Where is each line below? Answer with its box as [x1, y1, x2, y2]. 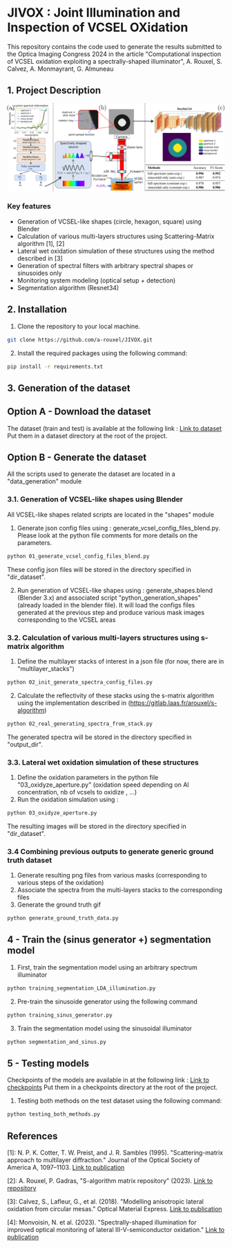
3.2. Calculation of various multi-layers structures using [7, 632, 200, 642]
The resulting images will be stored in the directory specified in [7, 822, 186, 830]
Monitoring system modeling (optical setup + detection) [17, 276, 176, 285]
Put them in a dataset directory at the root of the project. [7, 431, 168, 440]
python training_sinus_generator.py [7, 1011, 113, 1019]
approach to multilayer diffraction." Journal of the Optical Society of [7, 1155, 200, 1164]
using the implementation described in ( [17, 698, 131, 707]
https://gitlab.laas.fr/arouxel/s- [130, 698, 217, 707]
